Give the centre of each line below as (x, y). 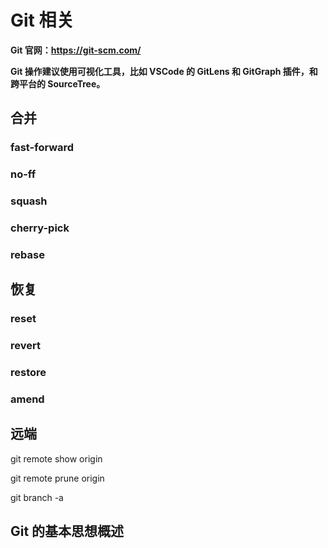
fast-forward (42, 148)
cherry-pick (40, 228)
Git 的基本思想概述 (67, 531)
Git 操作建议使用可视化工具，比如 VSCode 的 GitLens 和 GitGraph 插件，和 (164, 71)
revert (25, 346)
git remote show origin (56, 458)
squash (29, 201)
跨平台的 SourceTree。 (58, 83)
